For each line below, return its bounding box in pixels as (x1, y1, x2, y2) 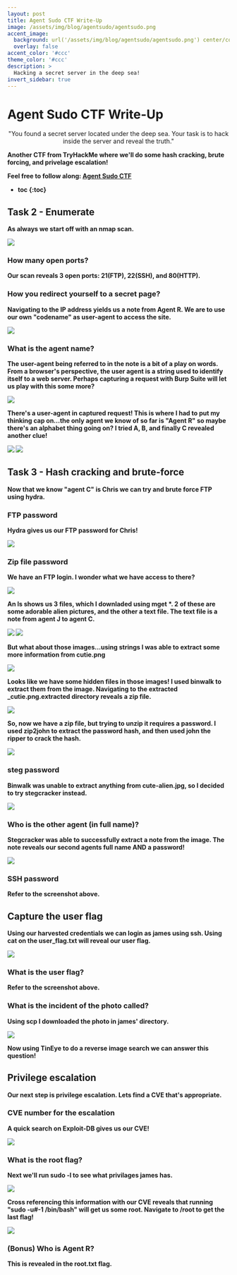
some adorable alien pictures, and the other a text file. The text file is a (7, 607, 218, 616)
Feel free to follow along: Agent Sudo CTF (7, 172, 132, 181)
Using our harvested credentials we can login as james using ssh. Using (7, 929, 222, 938)
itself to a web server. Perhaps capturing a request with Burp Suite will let (7, 374, 227, 383)
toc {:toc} (17, 185, 47, 194)
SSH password (7, 874, 59, 884)
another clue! (7, 432, 48, 440)
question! (7, 1051, 37, 1060)
